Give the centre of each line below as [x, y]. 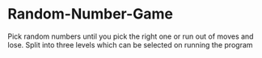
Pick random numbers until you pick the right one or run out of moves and [131, 36]
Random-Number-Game [91, 14]
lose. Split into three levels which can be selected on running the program [130, 44]
